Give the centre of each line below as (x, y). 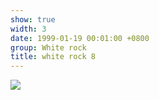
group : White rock (48, 47)
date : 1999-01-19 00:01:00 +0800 (80, 38)
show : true (33, 19)
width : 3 (28, 29)
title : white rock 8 (53, 57)
